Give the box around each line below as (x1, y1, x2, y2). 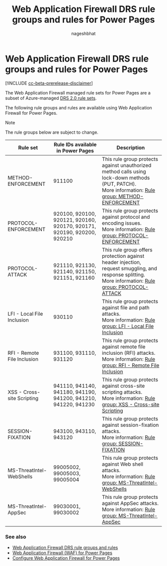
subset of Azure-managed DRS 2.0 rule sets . (5, 95, 97, 101)
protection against (101, 252, 145, 259)
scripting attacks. (101, 389, 143, 396)
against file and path (101, 304, 150, 311)
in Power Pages (56, 147, 94, 154)
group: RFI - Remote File (101, 362, 160, 369)
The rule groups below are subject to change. (5, 129, 98, 135)
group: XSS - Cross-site (101, 401, 160, 408)
